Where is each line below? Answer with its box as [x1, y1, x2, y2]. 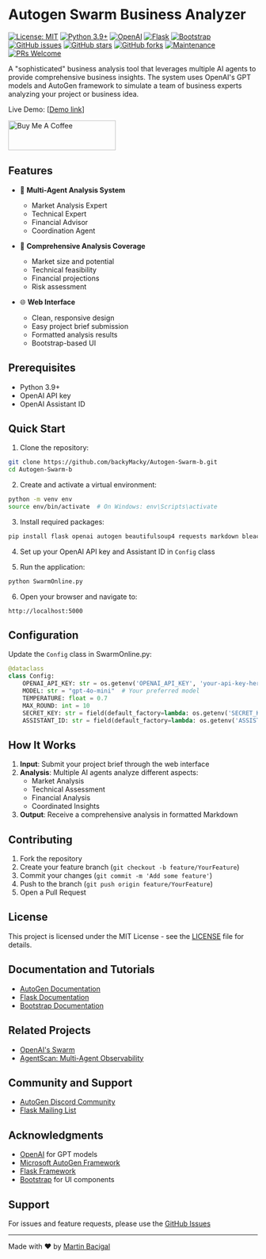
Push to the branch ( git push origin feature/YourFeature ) [19, 879, 214, 889]
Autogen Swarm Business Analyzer [8, 6, 247, 24]
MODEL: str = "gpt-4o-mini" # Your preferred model [22, 687, 200, 695]
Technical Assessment [31, 784, 105, 794]
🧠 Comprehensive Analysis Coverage [19, 241, 146, 250]
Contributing [8, 833, 73, 846]
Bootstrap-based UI [31, 338, 97, 348]
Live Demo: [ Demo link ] [8, 105, 85, 114]
